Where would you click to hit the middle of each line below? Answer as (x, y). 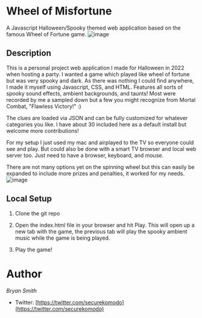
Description (29, 53)
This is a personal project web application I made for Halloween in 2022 (95, 68)
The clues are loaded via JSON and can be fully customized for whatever (97, 118)
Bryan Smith (22, 290)
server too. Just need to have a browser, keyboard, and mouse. (85, 155)
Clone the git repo (37, 213)
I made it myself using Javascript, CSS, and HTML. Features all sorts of (95, 87)
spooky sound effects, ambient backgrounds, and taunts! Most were (91, 93)
